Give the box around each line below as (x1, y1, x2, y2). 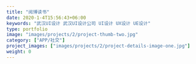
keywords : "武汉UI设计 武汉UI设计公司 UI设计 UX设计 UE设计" (6, 20, 151, 26)
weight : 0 (6, 49, 32, 55)
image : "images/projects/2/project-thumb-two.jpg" (6, 32, 138, 38)
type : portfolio (6, 26, 48, 32)
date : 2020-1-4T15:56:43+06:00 (6, 15, 86, 21)
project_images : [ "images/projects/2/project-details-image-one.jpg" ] (6, 43, 190, 49)
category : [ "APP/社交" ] (6, 37, 66, 43)
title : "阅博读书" (6, 9, 50, 15)
